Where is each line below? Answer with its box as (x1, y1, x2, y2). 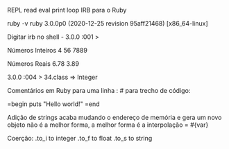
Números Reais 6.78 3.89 (7, 60, 80, 68)
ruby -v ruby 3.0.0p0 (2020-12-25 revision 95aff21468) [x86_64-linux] (7, 19, 208, 27)
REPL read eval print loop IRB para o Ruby (7, 6, 127, 14)
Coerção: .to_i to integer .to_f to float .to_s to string (7, 134, 153, 142)
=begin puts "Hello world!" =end (7, 100, 100, 108)
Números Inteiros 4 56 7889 (7, 46, 88, 54)
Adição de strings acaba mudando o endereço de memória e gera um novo (7, 114, 222, 121)
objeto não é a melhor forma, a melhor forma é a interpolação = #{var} (7, 121, 209, 129)
